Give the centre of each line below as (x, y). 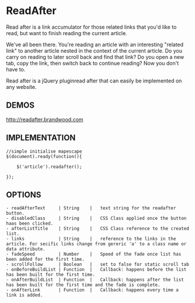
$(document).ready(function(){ (44, 156)
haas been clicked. (30, 223)
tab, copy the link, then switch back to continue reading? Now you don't (93, 63)
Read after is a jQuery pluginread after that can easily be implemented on (94, 81)
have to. (16, 69)
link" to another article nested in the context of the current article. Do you (94, 50)
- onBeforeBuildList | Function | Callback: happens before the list (96, 270)
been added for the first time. (45, 259)
